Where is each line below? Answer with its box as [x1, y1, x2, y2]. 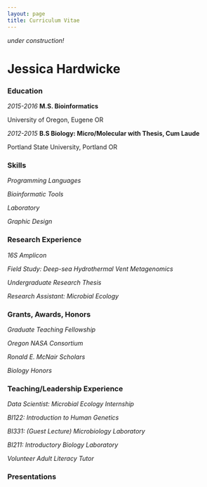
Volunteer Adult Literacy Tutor [7, 455, 95, 463]
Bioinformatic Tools [7, 190, 64, 198]
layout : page [7, 10, 46, 18]
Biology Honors [7, 366, 53, 374]
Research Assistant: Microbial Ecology [7, 291, 119, 300]
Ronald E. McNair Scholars [7, 353, 86, 361]
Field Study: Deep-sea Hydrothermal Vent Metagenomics [7, 265, 173, 273]
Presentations [7, 472, 57, 482]
